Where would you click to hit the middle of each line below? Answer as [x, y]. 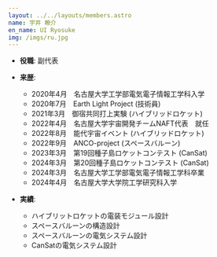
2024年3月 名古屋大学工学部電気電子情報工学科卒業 [118, 173]
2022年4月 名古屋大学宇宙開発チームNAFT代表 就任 [120, 123]
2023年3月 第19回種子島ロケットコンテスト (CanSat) [120, 153]
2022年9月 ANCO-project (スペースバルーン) [106, 143]
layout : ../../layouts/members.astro [70, 15]
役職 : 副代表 [39, 61]
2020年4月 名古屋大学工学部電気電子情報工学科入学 [118, 94]
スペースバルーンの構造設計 [75, 226]
